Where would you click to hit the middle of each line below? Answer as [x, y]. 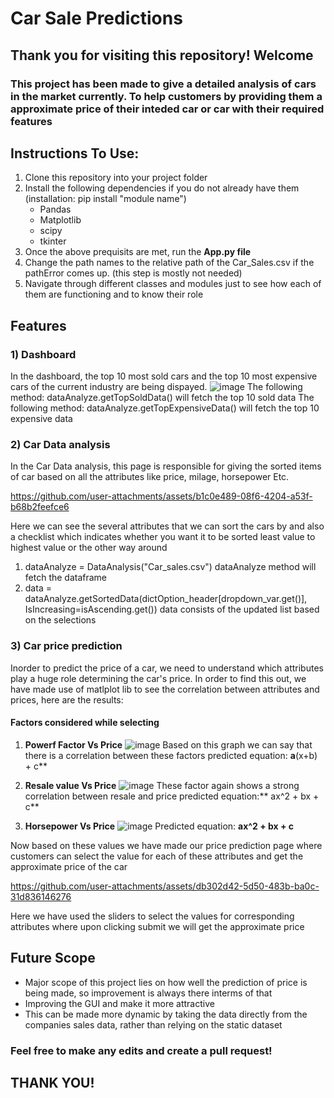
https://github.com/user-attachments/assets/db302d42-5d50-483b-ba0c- [165, 886]
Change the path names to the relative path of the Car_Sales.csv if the [169, 263]
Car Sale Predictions [96, 18]
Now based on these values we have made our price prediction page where [166, 845]
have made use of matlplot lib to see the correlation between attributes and [165, 689]
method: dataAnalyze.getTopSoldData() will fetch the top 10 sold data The [162, 397]
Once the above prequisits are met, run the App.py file [138, 252]
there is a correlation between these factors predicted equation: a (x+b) [171, 755]
